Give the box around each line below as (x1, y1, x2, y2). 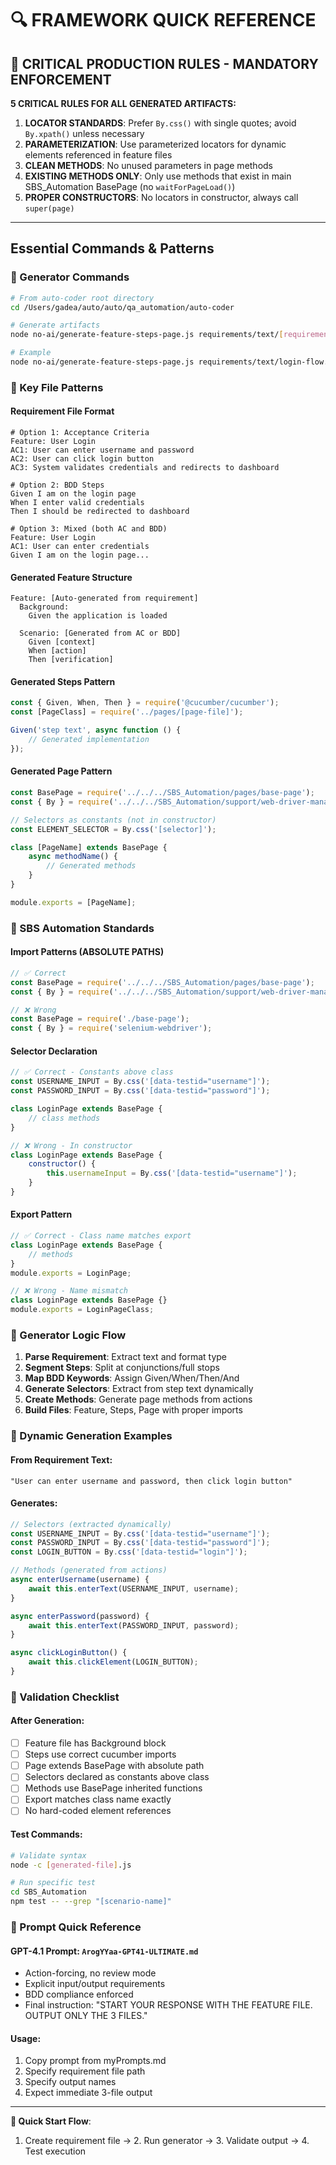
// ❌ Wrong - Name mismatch (10, 1286, 129, 1296)
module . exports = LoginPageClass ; (10, 1305, 155, 1315)
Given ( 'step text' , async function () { (10, 725, 182, 736)
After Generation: (10, 1715, 85, 1727)
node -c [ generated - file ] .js (10, 1860, 132, 1870)
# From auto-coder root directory (10, 293, 155, 303)
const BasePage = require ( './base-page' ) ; (10, 1014, 190, 1024)
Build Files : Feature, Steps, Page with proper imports (24, 1404, 243, 1416)
